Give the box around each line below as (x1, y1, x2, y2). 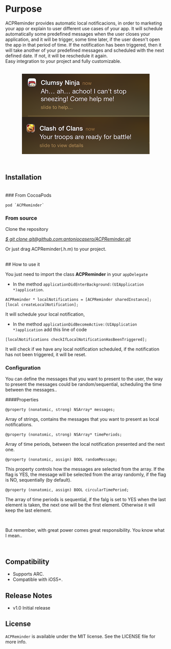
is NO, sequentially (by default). (5, 477, 72, 483)
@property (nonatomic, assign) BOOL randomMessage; (5, 457, 117, 462)
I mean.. (5, 533, 22, 539)
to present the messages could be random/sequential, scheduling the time (5, 381, 162, 387)
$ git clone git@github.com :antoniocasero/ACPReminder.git (5, 236, 131, 242)
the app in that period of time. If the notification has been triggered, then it (5, 41, 162, 48)
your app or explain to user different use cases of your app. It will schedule (5, 25, 163, 31)
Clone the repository (5, 226, 48, 232)
